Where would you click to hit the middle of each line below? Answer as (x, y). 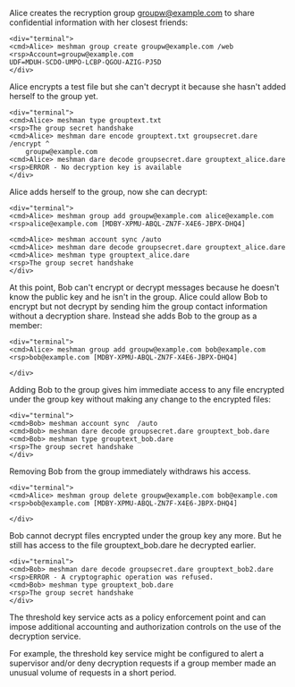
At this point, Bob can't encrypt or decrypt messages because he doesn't (144, 287)
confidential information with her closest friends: (99, 22)
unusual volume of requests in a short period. (93, 673)
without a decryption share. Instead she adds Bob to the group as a (133, 316)
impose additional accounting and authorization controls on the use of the (145, 627)
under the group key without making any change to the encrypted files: (140, 399)
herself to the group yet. (54, 96)
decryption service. (45, 636)
